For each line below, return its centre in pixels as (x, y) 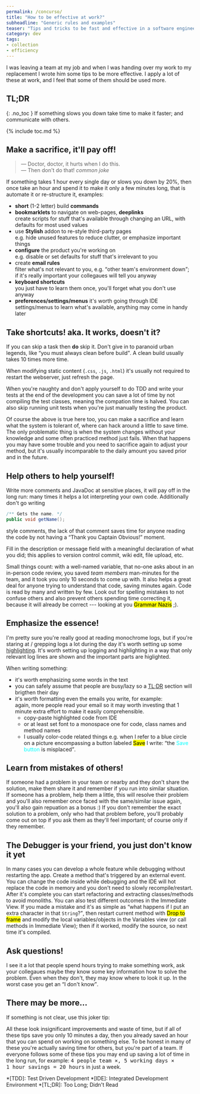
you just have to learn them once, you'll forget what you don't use (96, 288)
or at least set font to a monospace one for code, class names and (105, 724)
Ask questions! (35, 951)
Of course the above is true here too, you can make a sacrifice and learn (95, 419)
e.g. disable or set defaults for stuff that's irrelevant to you (86, 257)
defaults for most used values (51, 225)
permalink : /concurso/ (34, 12)
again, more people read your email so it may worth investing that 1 (97, 705)
